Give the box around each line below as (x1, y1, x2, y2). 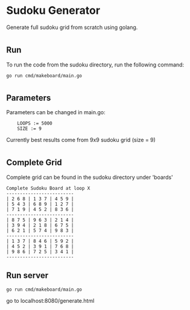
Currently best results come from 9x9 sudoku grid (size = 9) (6, 137, 156, 144)
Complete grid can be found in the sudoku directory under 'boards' (6, 173, 173, 181)
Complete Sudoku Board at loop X (6, 185, 90, 191)
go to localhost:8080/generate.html (6, 297, 95, 304)
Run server (6, 270, 49, 281)
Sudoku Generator (6, 4, 101, 18)
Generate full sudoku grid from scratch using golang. (6, 24, 138, 31)
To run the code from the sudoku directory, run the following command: (6, 61, 185, 68)
